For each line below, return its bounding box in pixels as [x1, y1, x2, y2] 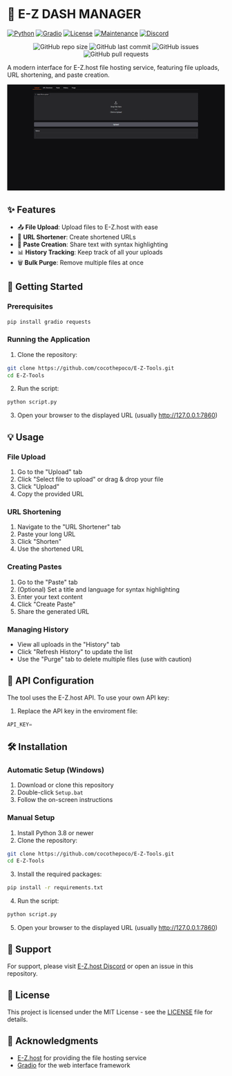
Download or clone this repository [17, 781, 114, 790]
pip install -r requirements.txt [7, 884, 104, 891]
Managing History [7, 624, 69, 634]
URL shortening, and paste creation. [7, 71, 110, 79]
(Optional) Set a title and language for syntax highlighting [17, 585, 180, 594]
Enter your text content [17, 592, 83, 601]
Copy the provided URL [17, 490, 84, 498]
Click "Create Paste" [17, 600, 76, 608]
